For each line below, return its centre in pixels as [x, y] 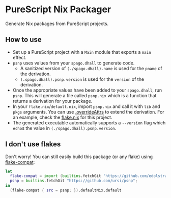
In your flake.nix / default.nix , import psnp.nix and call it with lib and [86, 106]
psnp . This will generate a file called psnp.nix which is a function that [84, 95]
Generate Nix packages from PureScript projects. [57, 24]
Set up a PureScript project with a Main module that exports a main [82, 52]
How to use [23, 40]
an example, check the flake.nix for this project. [62, 117]
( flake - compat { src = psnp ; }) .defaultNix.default [66, 190]
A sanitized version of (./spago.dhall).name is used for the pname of [91, 68]
